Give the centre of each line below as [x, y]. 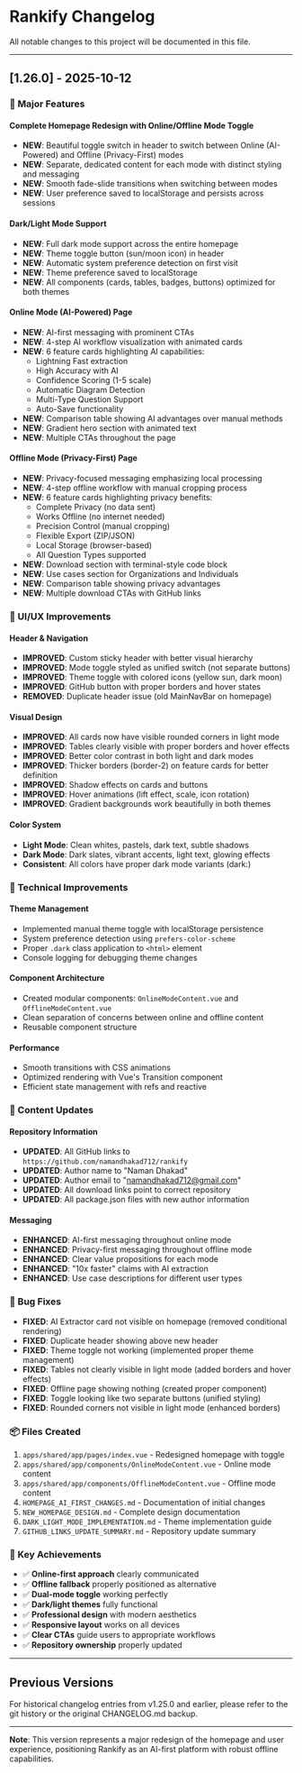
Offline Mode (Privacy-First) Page [73, 458]
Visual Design [36, 717]
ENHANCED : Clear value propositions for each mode [120, 1259]
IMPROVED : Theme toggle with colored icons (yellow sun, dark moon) [152, 677]
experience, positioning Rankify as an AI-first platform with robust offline [144, 1750]
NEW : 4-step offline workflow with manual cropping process [134, 488]
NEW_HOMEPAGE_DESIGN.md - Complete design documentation [131, 1513]
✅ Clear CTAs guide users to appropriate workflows [119, 1635]
